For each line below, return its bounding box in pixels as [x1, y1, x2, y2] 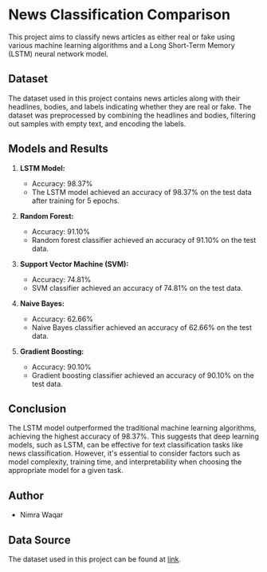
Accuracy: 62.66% [31, 314, 94, 324]
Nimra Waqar [19, 510, 64, 520]
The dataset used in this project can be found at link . [8, 554, 182, 564]
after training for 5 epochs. [31, 196, 120, 205]
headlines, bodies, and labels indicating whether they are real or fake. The [8, 101, 252, 111]
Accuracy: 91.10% [31, 226, 90, 236]
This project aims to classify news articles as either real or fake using [8, 32, 235, 42]
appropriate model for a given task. [8, 466, 124, 475]
